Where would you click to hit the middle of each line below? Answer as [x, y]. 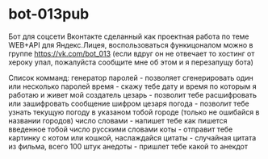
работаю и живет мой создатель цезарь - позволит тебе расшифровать [132, 94]
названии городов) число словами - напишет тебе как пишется [118, 120]
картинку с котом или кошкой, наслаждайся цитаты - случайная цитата [132, 137]
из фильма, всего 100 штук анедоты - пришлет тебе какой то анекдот [128, 146]
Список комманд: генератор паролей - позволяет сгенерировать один [131, 77]
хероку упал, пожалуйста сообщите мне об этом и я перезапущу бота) [131, 62]
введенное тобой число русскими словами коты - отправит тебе [121, 129]
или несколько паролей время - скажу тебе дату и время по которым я [132, 86]
